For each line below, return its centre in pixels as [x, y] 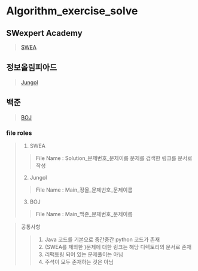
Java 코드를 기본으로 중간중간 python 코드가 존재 [102, 239]
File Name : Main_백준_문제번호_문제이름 [84, 214]
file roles [19, 133]
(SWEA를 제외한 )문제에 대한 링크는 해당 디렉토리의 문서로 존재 [118, 247]
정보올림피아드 [32, 68]
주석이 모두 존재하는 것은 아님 [79, 261]
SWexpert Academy [44, 33]
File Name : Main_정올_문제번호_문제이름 [84, 190]
